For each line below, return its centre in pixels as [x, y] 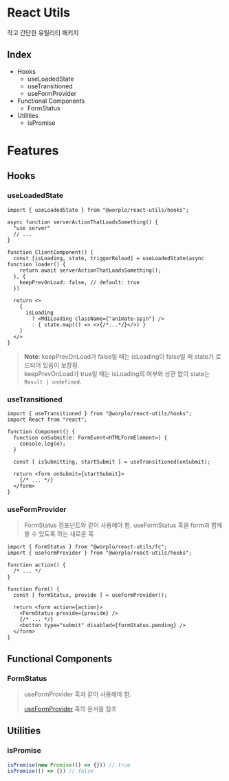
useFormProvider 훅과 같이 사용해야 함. [78, 694]
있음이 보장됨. [61, 365]
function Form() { [33, 589]
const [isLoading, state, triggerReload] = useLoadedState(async [109, 258]
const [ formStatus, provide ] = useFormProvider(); [90, 595]
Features [33, 150]
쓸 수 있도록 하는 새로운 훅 [59, 534]
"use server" [32, 228]
